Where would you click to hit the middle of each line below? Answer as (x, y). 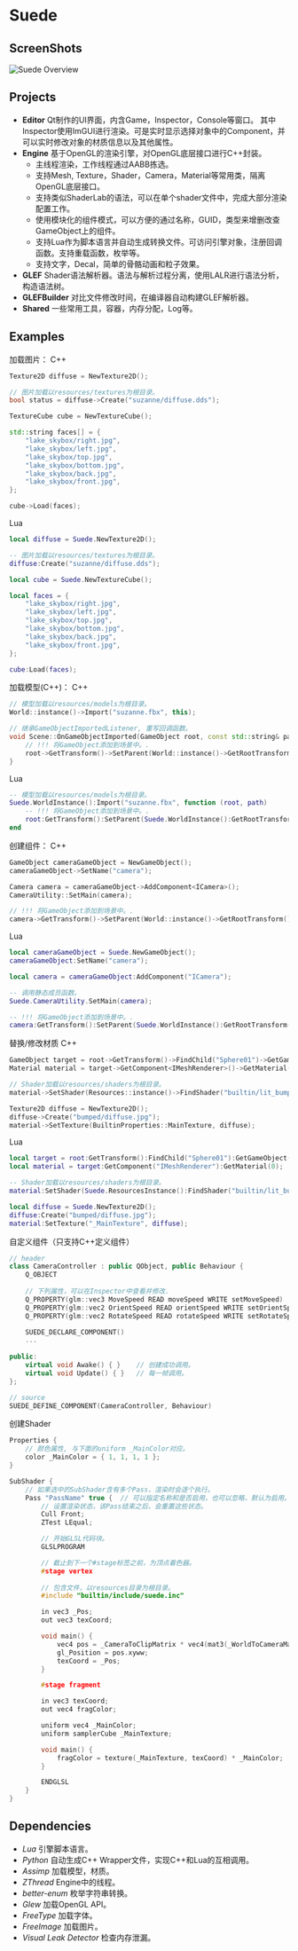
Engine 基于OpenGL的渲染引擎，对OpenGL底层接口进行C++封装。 (144, 153)
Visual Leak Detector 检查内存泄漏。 (89, 1937)
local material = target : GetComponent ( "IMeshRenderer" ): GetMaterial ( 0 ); (146, 1167)
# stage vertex (67, 1571)
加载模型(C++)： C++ (49, 688)
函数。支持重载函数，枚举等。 (90, 253)
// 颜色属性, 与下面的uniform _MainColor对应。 (107, 1449)
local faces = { (39, 595)
